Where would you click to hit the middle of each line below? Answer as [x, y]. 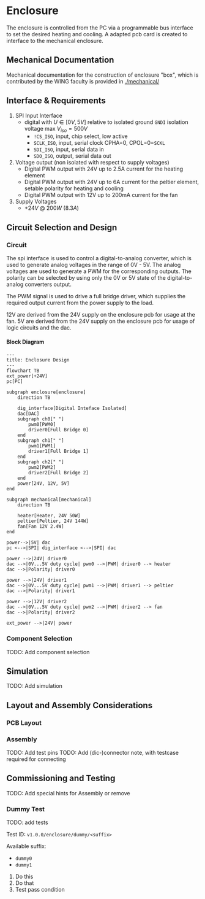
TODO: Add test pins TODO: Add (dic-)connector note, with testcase [93, 752]
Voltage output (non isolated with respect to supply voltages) [92, 163]
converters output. [48, 284]
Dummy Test [25, 809]
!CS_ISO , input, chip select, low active [80, 136]
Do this [24, 877]
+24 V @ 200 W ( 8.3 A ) [52, 208]
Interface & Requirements [56, 101]
